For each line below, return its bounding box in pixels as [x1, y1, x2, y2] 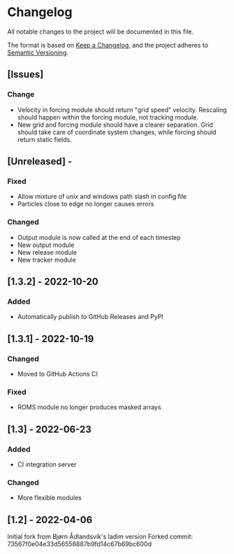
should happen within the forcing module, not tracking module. [17, 113, 199, 121]
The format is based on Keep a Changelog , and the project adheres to [7, 41, 208, 49]
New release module [17, 248, 77, 256]
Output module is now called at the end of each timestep [17, 233, 181, 241]
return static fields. [17, 135, 72, 143]
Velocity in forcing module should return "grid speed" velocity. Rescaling [17, 106, 227, 114]
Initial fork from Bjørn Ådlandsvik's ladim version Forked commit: [7, 532, 193, 541]
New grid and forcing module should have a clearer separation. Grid [17, 120, 213, 129]
